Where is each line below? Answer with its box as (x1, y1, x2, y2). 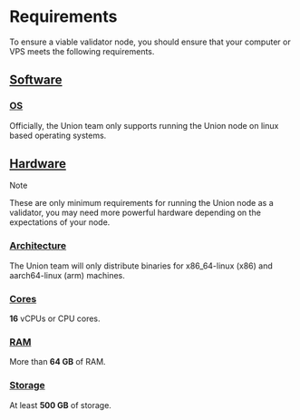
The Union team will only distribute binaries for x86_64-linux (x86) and (9, 260, 274, 271)
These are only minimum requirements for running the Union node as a (9, 198, 274, 209)
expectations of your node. (9, 217, 111, 228)
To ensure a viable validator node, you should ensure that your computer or (9, 36, 292, 47)
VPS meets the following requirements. (9, 45, 155, 56)
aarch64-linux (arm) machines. (9, 269, 125, 280)
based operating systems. (9, 130, 107, 141)
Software (9, 73, 63, 88)
